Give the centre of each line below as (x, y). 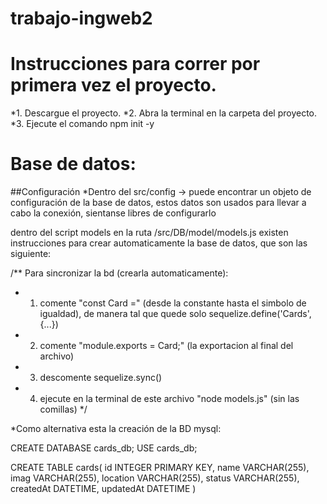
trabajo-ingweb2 (81, 18)
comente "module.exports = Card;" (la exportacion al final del (166, 346)
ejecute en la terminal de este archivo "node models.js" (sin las (169, 399)
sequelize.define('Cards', (260, 314)
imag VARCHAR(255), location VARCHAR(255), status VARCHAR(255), (155, 478)
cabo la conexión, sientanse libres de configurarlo (113, 213)
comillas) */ (63, 409)
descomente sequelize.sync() (101, 378)
